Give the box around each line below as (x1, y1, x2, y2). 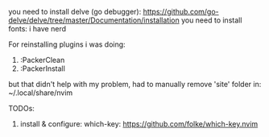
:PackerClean (19, 56, 65, 64)
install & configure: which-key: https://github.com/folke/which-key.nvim (19, 119, 259, 128)
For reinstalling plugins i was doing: (8, 39, 126, 49)
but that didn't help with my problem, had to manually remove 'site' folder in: (8, 80, 262, 89)
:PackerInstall (19, 64, 66, 73)
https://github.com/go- (143, 7, 219, 16)
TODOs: (8, 104, 35, 113)
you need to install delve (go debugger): (8, 7, 142, 16)
